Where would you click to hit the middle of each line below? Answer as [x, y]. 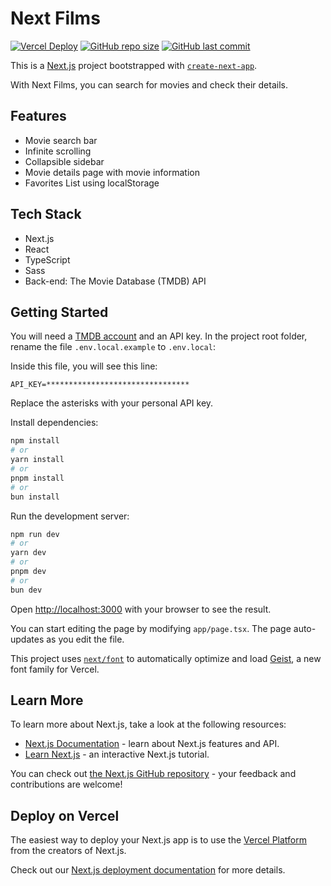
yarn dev [28, 553]
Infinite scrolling [58, 151]
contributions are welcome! [66, 784]
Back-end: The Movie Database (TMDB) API [115, 281]
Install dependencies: [54, 423]
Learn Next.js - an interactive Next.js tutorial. [117, 754]
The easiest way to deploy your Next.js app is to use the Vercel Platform [159, 840]
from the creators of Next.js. [68, 851]
